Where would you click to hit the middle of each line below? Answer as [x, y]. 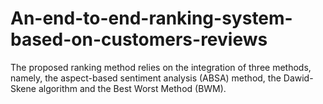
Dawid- [298, 78]
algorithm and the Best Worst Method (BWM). [132, 88]
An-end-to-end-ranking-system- [151, 18]
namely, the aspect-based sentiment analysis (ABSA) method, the [146, 78]
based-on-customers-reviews [139, 39]
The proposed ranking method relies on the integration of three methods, [161, 67]
